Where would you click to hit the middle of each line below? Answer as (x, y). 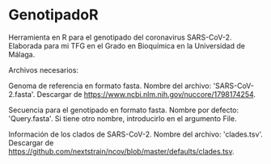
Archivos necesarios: (44, 69)
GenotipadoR (53, 15)
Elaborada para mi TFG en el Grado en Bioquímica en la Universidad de (127, 45)
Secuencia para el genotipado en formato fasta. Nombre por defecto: (124, 110)
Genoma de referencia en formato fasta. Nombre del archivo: (110, 86)
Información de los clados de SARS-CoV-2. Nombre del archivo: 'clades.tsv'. (135, 134)
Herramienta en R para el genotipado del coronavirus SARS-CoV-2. (120, 37)
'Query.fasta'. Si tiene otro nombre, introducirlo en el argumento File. (123, 118)
